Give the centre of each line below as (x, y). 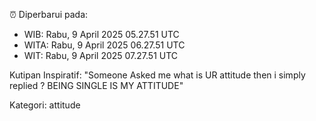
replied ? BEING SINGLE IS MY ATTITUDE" (96, 85)
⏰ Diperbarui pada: (49, 14)
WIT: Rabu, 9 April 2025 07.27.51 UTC (101, 55)
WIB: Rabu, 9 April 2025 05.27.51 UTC (101, 34)
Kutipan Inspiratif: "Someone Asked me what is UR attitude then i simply (157, 75)
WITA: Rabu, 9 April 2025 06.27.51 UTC (104, 45)
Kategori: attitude (45, 105)
